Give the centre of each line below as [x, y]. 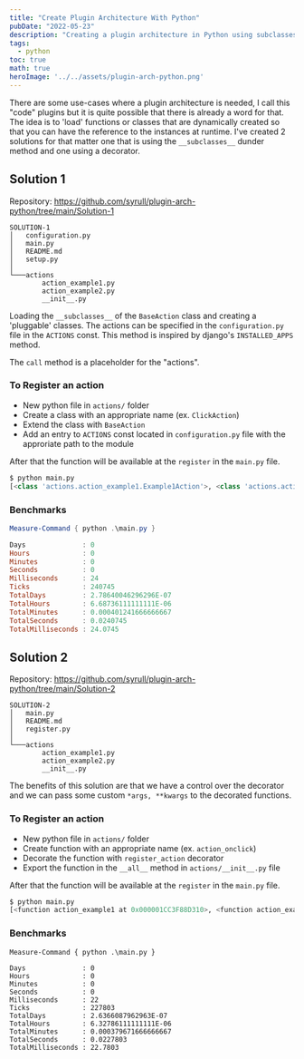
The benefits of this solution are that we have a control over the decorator [147, 786]
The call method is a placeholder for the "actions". [104, 362]
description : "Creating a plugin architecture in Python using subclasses [153, 34]
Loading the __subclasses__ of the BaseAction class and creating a [133, 316]
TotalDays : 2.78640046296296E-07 [90, 596]
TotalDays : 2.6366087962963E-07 [89, 1015]
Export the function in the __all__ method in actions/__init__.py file [151, 868]
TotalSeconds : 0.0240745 [68, 621]
